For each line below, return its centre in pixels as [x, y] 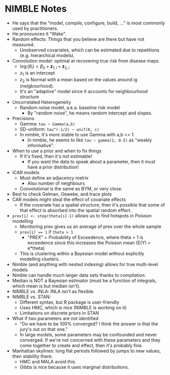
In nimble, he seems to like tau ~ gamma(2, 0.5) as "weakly [90, 140]
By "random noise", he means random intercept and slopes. [90, 113]
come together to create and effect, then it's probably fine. [81, 345]
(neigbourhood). [37, 86]
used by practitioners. [35, 28]
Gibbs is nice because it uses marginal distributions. [74, 367]
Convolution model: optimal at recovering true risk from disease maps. [86, 61]
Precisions [23, 119]
